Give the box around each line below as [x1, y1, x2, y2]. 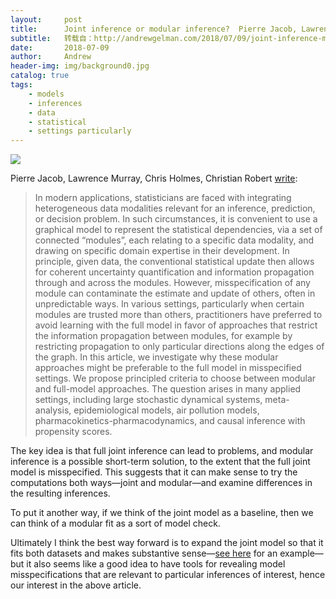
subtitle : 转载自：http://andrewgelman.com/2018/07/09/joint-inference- [10, 33, 323, 43]
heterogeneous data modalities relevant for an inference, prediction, [34, 202, 316, 215]
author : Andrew [10, 52, 92, 62]
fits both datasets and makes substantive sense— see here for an [10, 547, 278, 560]
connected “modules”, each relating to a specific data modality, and [34, 234, 315, 246]
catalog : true [10, 71, 70, 81]
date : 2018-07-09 [10, 42, 110, 53]
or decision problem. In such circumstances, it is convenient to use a [34, 213, 318, 225]
